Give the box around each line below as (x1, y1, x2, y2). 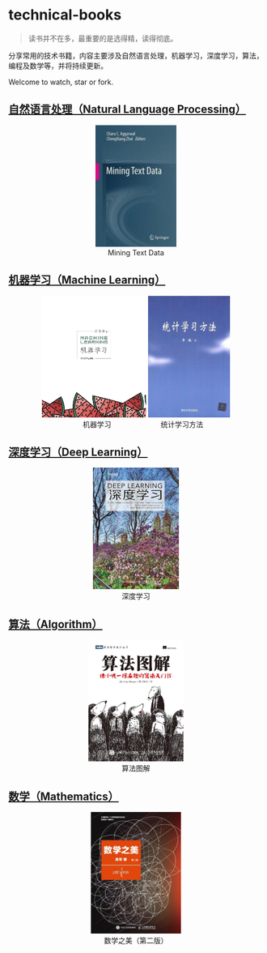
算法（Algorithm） (8, 618, 103, 631)
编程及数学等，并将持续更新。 (8, 61, 108, 71)
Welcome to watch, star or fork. (8, 77, 114, 87)
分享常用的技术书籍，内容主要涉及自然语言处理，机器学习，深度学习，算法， (8, 50, 264, 60)
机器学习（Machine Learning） (8, 273, 166, 287)
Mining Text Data (108, 247, 164, 257)
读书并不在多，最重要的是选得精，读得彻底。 (28, 33, 178, 43)
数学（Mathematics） (8, 789, 119, 803)
